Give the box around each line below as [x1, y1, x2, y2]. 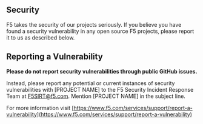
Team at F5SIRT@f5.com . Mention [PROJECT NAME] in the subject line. [6, 92, 186, 100]
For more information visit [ [6, 104, 74, 111]
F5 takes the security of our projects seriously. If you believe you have [6, 21, 182, 28]
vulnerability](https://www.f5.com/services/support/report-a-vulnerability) [6, 111, 193, 118]
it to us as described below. [6, 33, 75, 41]
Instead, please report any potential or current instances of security [6, 79, 175, 87]
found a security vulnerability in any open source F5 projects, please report [6, 27, 195, 35]
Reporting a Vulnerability [6, 52, 103, 62]
